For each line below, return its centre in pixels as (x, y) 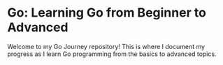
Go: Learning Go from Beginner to (107, 13)
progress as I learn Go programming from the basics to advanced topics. (112, 54)
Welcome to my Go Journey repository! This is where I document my (106, 46)
